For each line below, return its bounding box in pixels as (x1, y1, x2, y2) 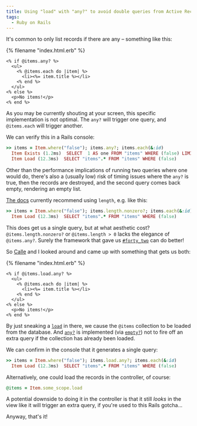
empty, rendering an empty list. (6, 186, 82, 192)
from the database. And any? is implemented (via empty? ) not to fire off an (6, 328, 184, 336)
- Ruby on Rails (11, 19, 51, 25)
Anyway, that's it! (6, 413, 48, 420)
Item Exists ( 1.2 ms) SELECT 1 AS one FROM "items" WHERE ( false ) (11, 150, 180, 156)
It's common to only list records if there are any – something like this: (6, 36, 173, 43)
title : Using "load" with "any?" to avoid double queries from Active (6, 8, 182, 15)
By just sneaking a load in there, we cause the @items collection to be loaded (6, 322, 191, 329)
